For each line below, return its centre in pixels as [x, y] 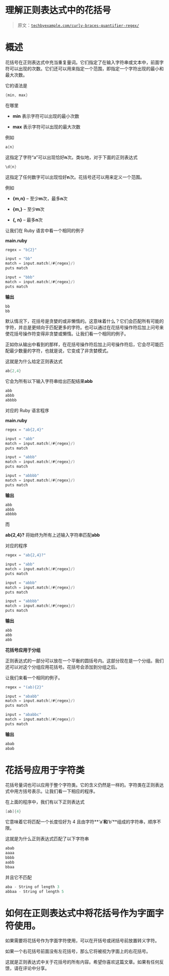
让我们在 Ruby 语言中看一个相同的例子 [45, 230]
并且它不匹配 [18, 877]
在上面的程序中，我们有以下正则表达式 [45, 802]
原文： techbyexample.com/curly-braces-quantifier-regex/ [78, 25]
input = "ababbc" [23, 715]
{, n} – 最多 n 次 [27, 220]
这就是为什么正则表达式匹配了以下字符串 [47, 839]
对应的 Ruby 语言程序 [27, 410]
